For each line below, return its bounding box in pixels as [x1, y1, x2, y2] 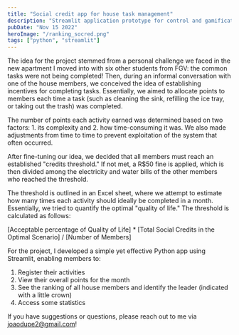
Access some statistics [17, 299, 86, 307]
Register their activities [17, 268, 85, 277]
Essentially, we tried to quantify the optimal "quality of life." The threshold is [7, 204, 230, 212]
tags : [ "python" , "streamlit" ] [7, 37, 100, 44]
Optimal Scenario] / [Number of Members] [7, 233, 132, 242]
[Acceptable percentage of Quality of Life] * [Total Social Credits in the [7, 225, 215, 234]
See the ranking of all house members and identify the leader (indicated [17, 283, 229, 292]
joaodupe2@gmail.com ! [7, 320, 78, 329]
